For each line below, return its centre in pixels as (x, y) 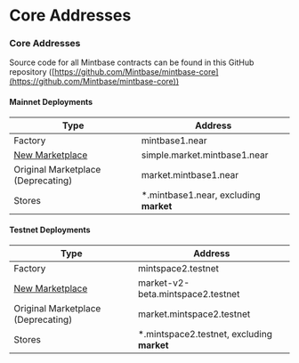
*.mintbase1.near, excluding (201, 195)
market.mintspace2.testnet (194, 314)
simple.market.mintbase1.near (205, 155)
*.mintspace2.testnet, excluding (205, 334)
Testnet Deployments (50, 230)
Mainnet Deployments (51, 102)
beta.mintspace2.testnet (189, 294)
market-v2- (163, 283)
